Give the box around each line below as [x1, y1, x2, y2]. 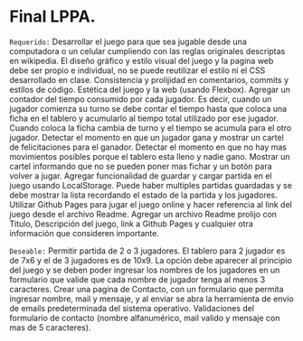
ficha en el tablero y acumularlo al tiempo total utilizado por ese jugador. [9, 113, 279, 124]
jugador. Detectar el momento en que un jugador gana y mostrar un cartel [9, 132, 285, 143]
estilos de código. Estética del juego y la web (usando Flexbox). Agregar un [9, 84, 291, 95]
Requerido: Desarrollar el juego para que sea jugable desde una [9, 36, 247, 47]
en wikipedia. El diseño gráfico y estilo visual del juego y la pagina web [9, 55, 274, 66]
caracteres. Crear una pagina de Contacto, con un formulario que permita [9, 283, 284, 294]
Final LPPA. [9, 6, 96, 27]
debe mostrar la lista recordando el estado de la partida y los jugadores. [9, 189, 278, 200]
